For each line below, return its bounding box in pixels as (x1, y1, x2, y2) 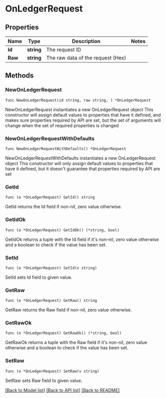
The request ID (46, 46, 81, 53)
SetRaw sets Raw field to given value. (5, 377, 82, 383)
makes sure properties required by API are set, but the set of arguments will (5, 117, 161, 123)
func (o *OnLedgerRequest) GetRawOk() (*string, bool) (5, 331, 122, 336)
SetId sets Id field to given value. (5, 274, 72, 280)
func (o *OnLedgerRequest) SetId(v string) (5, 265, 97, 270)
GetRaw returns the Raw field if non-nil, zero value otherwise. (5, 307, 132, 313)
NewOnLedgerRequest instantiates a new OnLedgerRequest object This (5, 106, 153, 113)
